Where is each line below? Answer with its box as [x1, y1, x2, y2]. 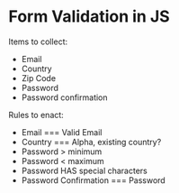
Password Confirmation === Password [21, 174, 166, 186]
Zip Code [21, 72, 56, 83]
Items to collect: [8, 36, 68, 47]
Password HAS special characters [21, 165, 148, 176]
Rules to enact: [8, 109, 64, 120]
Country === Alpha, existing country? [21, 136, 162, 147]
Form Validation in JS [8, 6, 170, 27]
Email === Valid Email [21, 126, 103, 137]
